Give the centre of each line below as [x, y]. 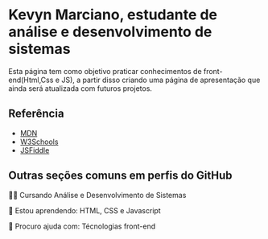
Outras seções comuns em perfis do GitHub [120, 176]
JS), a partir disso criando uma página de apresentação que [161, 80]
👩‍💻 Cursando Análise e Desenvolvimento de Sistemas [97, 195]
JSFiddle [35, 150]
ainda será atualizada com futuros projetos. [80, 88]
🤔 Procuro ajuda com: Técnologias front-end [82, 226]
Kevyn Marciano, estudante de [113, 15]
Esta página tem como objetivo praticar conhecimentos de [105, 71]
